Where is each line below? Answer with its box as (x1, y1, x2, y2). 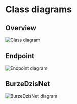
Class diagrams (5, 4, 72, 15)
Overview (5, 24, 37, 32)
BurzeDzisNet (5, 80, 50, 88)
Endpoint (5, 51, 34, 60)
